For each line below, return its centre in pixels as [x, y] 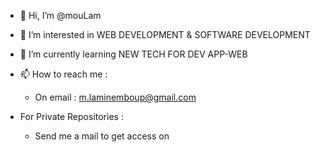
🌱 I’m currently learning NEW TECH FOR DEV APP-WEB [133, 54]
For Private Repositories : [71, 116]
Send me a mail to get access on [102, 136]
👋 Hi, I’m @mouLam [60, 15]
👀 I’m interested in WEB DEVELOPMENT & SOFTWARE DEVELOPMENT [165, 34]
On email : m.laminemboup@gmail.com [115, 97]
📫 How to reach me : [63, 74]
